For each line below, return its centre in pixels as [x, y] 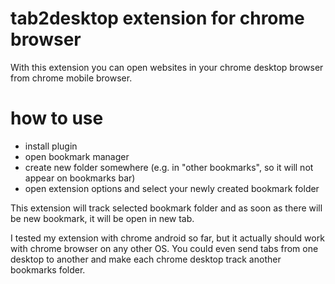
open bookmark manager [77, 156]
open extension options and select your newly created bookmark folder [172, 188]
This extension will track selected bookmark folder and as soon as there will [166, 208]
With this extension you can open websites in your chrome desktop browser [167, 67]
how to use [57, 118]
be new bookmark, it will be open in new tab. [102, 218]
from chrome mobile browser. [71, 78]
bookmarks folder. [48, 269]
